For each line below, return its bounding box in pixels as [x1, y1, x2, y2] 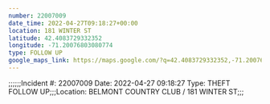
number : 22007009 [8, 11, 67, 20]
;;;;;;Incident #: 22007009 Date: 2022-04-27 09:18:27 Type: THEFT [8, 78, 231, 88]
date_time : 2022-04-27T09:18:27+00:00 [8, 19, 138, 27]
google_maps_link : [8, 57, 70, 65]
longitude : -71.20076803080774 [8, 42, 113, 50]
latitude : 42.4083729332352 [8, 34, 103, 42]
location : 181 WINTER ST [8, 26, 92, 34]
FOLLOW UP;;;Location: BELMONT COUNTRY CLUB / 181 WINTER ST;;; [8, 86, 244, 96]
